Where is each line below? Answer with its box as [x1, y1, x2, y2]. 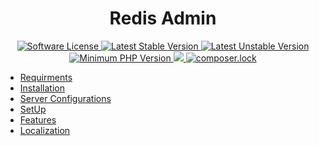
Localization [19, 124, 71, 136]
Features [19, 113, 57, 126]
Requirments [19, 71, 73, 83]
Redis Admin [109, 7, 217, 30]
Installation [19, 82, 66, 94]
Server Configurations [19, 92, 112, 104]
